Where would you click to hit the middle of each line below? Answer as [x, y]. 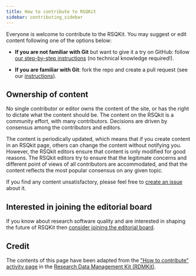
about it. [16, 188]
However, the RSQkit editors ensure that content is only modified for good [96, 152]
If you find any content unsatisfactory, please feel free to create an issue [94, 182]
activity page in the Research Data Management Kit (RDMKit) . [81, 267]
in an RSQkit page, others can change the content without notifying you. [94, 145]
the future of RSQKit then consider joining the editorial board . [81, 227]
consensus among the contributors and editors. [64, 127]
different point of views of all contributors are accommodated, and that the [97, 164]
